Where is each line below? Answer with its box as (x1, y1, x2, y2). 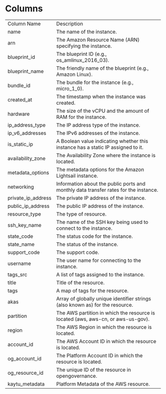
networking (7, 183, 34, 190)
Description (56, 20, 83, 27)
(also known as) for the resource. (56, 301, 133, 308)
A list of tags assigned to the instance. (56, 271, 145, 278)
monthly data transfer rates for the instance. (56, 186, 159, 193)
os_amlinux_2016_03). (56, 56, 110, 63)
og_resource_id (7, 369, 43, 376)
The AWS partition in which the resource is (56, 309, 155, 316)
